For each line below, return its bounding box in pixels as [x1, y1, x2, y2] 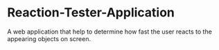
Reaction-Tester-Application [7, 5, 175, 21]
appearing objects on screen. [7, 34, 91, 42]
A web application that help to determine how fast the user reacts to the [7, 27, 213, 36]
